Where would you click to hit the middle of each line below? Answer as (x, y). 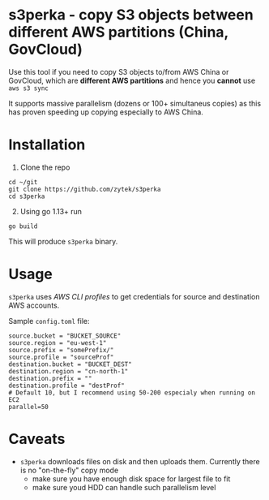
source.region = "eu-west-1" (58, 343)
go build (23, 226)
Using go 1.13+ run (51, 211)
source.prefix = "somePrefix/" (61, 350)
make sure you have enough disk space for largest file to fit (131, 478)
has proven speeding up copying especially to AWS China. (106, 112)
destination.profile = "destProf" (67, 386)
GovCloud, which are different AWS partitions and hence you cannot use (132, 80)
